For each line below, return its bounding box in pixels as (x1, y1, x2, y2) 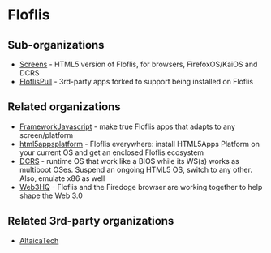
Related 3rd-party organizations (7, 214, 174, 228)
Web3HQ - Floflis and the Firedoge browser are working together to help (19, 182, 263, 191)
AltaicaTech (19, 235, 59, 245)
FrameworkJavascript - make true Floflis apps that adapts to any (19, 122, 236, 131)
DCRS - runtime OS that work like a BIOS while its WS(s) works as (19, 156, 240, 165)
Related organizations (7, 100, 121, 114)
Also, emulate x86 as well (19, 173, 105, 183)
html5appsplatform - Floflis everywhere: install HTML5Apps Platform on (19, 139, 260, 148)
